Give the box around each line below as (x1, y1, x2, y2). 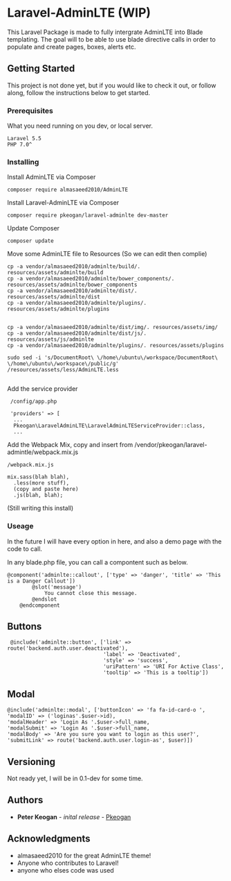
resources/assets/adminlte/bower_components (7, 281, 138, 289)
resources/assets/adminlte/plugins (7, 305, 110, 313)
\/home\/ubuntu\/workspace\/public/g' (7, 360, 119, 367)
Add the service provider (7, 385, 78, 393)
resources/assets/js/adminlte (7, 336, 95, 343)
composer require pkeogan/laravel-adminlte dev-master (7, 212, 169, 219)
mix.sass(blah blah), (7, 473, 70, 480)
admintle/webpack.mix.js (7, 448, 78, 456)
